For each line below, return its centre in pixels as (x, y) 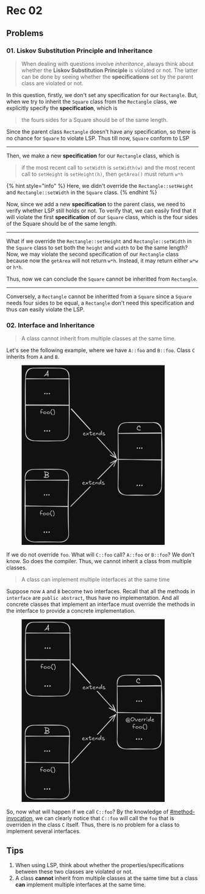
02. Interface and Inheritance (51, 325)
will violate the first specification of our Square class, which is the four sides (102, 217)
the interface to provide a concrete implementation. (71, 610)
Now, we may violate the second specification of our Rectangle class (92, 254)
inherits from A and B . (33, 357)
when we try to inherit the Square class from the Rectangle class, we (92, 101)
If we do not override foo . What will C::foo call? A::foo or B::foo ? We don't (101, 554)
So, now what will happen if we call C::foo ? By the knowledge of (88, 812)
